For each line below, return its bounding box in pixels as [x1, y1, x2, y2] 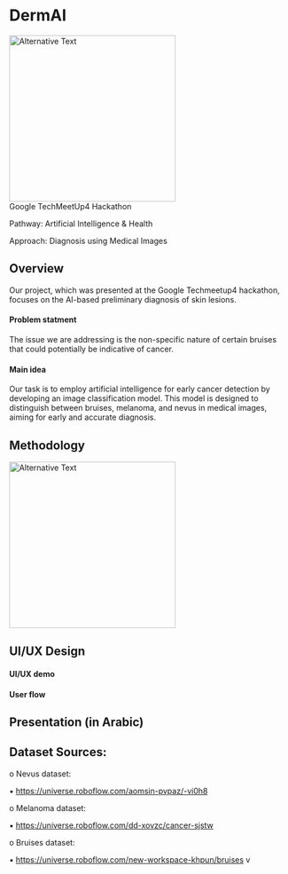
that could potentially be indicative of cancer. [9, 343, 175, 354]
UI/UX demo [9, 668, 56, 679]
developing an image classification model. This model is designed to [9, 393, 259, 404]
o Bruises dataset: [9, 837, 75, 847]
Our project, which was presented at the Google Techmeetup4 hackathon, [9, 285, 281, 295]
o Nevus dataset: [9, 768, 72, 779]
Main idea [9, 364, 47, 374]
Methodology [9, 437, 86, 453]
